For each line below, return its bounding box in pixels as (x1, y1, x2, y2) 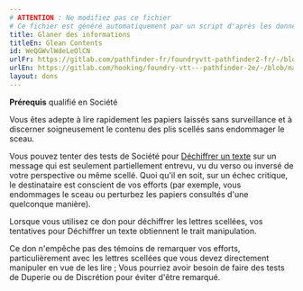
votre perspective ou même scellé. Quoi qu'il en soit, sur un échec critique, (9, 169, 289, 180)
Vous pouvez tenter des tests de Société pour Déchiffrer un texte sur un (9, 150, 277, 161)
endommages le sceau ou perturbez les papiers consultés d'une (9, 188, 250, 199)
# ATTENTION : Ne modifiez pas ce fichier (9, 13, 171, 23)
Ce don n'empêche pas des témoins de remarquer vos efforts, (9, 242, 241, 253)
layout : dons (9, 72, 59, 81)
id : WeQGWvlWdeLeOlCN (9, 47, 91, 56)
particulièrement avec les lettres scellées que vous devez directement (9, 252, 270, 263)
